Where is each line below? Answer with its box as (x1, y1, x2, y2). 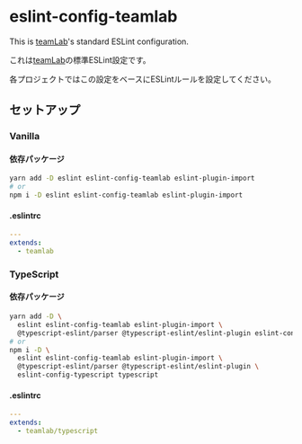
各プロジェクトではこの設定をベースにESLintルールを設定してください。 (9, 74, 277, 84)
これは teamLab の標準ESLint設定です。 (9, 54, 151, 65)
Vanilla (9, 130, 40, 143)
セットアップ (9, 102, 81, 118)
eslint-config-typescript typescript (17, 370, 159, 379)
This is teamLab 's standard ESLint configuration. (9, 36, 189, 47)
